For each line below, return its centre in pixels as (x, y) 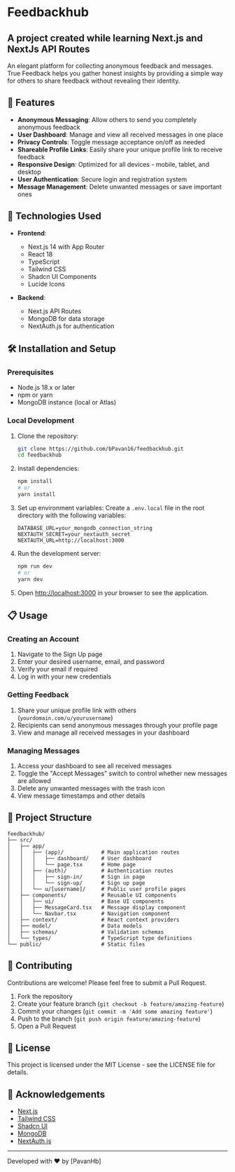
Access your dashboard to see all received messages (94, 765)
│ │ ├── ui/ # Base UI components (86, 901)
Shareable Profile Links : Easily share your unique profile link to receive (120, 149)
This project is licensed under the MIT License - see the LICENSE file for (111, 1065)
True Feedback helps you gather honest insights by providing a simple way (115, 73)
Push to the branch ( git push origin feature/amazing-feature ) (109, 1018)
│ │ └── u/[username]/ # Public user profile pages (97, 889)
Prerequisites (30, 372)
